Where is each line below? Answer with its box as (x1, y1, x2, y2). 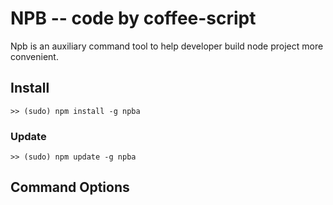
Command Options (10, 179, 130, 196)
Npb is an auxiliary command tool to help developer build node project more (10, 40, 324, 52)
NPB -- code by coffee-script (10, 7, 257, 30)
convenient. (10, 50, 59, 62)
